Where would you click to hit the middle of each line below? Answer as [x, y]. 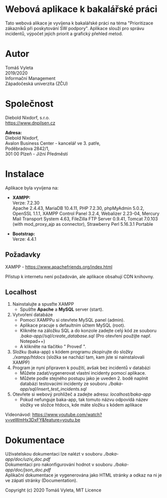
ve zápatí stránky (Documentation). [41, 481]
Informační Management [30, 78]
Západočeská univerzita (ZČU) [37, 83]
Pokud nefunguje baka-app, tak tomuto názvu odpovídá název [84, 400]
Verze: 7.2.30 [26, 203]
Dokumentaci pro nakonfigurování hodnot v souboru [59, 465]
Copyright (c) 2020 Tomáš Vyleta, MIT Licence [53, 490]
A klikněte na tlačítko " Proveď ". [53, 347]
